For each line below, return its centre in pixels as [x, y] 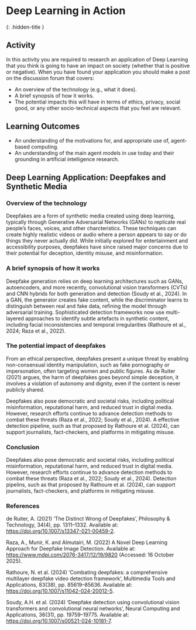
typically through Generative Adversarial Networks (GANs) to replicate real [96, 222]
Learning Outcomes [43, 127]
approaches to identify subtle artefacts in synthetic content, [97, 318]
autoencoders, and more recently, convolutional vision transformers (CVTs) [97, 287]
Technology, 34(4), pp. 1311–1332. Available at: [62, 525]
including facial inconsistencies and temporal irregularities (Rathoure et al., [96, 324]
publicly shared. [25, 389]
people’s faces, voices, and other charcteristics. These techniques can [91, 229]
